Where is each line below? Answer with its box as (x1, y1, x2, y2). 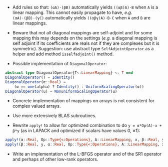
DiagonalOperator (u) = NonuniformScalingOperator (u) (5, 89, 117, 94)
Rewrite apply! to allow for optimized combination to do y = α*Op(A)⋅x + (12, 122, 162, 129)
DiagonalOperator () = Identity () (5, 75, 75, 80)
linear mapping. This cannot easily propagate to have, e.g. (12, 9, 132, 15)
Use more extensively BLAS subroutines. (12, 113, 96, 119)
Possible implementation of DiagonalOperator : (12, 61, 107, 66)
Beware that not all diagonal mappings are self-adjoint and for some (12, 30, 152, 35)
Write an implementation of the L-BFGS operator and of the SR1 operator (12, 151, 161, 157)
